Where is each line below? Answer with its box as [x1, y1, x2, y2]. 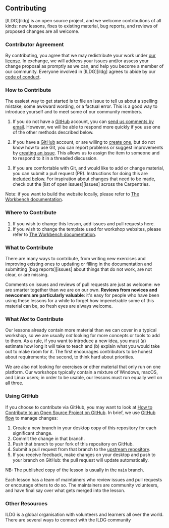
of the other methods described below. [12, 129, 94, 136]
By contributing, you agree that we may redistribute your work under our [5, 53, 156, 59]
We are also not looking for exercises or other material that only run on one [5, 364, 161, 370]
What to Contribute [5, 244, 53, 251]
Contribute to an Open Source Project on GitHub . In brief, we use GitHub [5, 410, 156, 416]
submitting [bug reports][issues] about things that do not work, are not [5, 266, 152, 272]
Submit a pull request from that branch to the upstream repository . [12, 446, 151, 452]
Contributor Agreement [5, 40, 64, 48]
